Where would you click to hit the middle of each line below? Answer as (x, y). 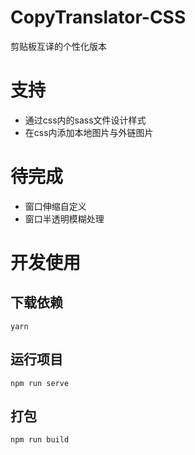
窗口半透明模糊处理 (64, 218)
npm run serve (40, 383)
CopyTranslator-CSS (98, 17)
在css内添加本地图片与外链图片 (89, 132)
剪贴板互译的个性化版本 (58, 46)
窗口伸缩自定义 (55, 206)
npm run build (40, 440)
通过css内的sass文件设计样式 (85, 120)
